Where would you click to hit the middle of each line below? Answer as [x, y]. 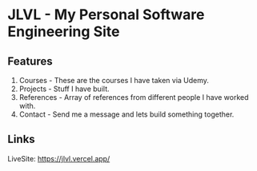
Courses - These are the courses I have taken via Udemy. [114, 80]
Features [30, 61]
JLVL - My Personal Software [106, 15]
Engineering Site [64, 32]
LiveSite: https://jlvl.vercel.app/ [59, 158]
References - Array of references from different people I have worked [134, 97]
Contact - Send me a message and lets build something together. [126, 114]
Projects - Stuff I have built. [64, 89]
